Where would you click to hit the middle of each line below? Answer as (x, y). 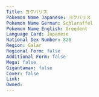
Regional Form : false (34, 51)
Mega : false (21, 62)
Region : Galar (24, 46)
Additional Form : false (36, 57)
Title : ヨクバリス (27, 12)
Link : (13, 79)
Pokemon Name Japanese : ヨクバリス (49, 17)
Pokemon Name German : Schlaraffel (50, 23)
